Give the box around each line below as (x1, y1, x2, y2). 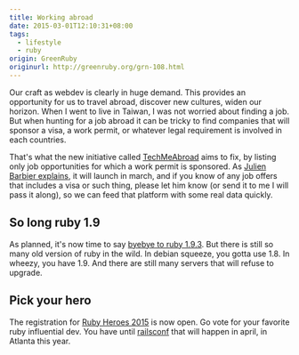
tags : (9, 29, 29, 38)
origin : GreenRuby (9, 54, 77, 63)
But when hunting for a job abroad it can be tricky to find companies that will (9, 115, 290, 125)
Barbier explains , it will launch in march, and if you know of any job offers (9, 170, 278, 181)
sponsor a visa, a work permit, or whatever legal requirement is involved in (9, 125, 283, 135)
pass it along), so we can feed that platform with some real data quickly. (9, 189, 273, 200)
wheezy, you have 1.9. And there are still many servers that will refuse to (9, 257, 274, 268)
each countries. (9, 134, 67, 145)
